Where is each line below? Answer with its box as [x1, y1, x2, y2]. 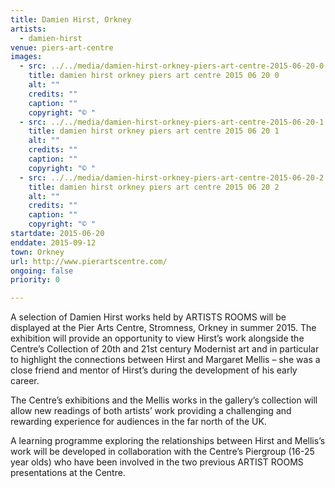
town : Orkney [10, 247, 65, 257]
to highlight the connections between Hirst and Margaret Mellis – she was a [10, 354, 321, 366]
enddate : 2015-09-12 [10, 237, 97, 248]
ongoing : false [10, 266, 74, 276]
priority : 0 [10, 275, 60, 285]
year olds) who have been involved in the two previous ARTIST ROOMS [10, 456, 304, 468]
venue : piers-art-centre [10, 42, 114, 53]
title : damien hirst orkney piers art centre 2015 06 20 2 [28, 182, 280, 192]
